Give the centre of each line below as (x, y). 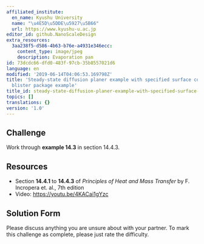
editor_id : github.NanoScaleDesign (51, 35)
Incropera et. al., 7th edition (49, 188)
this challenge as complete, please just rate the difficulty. (78, 234)
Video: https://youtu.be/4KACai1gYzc (62, 194)
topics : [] (20, 97)
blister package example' (45, 86)
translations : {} (28, 102)
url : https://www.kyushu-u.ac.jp (54, 29)
